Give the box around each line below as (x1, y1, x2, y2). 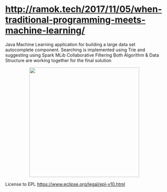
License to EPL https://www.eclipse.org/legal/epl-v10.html (5, 181, 125, 187)
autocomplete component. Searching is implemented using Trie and (5, 47, 145, 53)
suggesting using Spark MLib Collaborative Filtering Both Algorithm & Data (5, 52, 159, 58)
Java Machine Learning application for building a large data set (5, 41, 135, 47)
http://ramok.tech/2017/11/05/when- (5, 4, 162, 15)
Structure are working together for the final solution (5, 57, 112, 63)
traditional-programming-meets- (5, 14, 146, 26)
